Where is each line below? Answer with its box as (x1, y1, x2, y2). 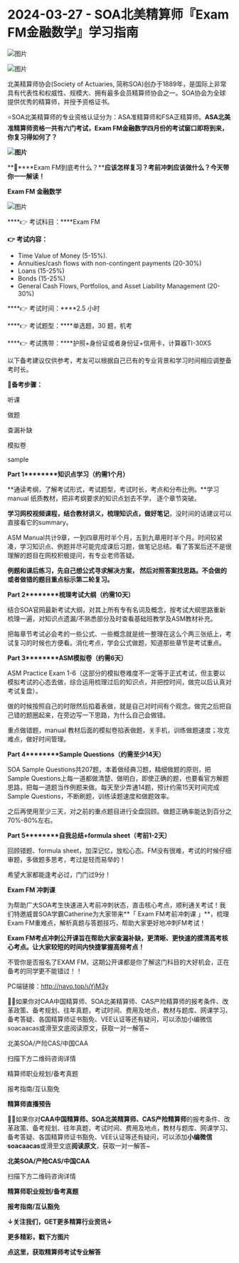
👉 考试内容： (7, 235, 48, 243)
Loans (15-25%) (17, 266, 65, 275)
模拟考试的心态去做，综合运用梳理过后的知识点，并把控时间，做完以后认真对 (7, 677, 232, 686)
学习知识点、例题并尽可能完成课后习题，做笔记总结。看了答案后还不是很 (19, 542, 232, 550)
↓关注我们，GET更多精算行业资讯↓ (7, 1217, 112, 1226)
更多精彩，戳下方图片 (7, 1232, 70, 1241)
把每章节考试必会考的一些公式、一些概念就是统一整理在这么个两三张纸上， (7, 629, 225, 638)
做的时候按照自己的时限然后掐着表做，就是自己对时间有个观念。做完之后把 (7, 701, 225, 710)
